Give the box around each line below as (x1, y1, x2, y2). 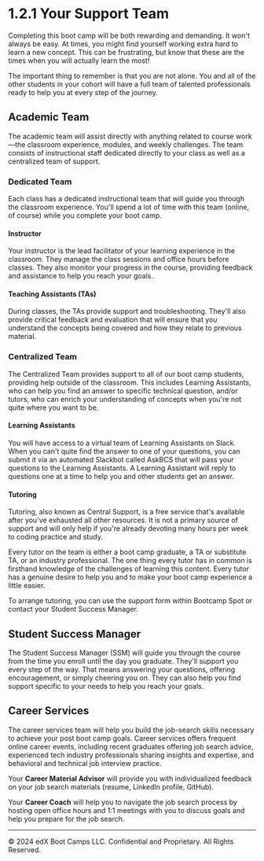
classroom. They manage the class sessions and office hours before (8, 255, 229, 264)
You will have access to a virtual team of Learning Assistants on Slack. (8, 438, 236, 447)
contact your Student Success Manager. (8, 605, 139, 614)
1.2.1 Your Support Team (8, 5, 169, 23)
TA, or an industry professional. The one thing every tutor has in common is (8, 556, 253, 565)
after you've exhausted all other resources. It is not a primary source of (8, 516, 238, 525)
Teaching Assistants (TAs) (8, 289, 97, 299)
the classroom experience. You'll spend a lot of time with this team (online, (8, 202, 250, 212)
